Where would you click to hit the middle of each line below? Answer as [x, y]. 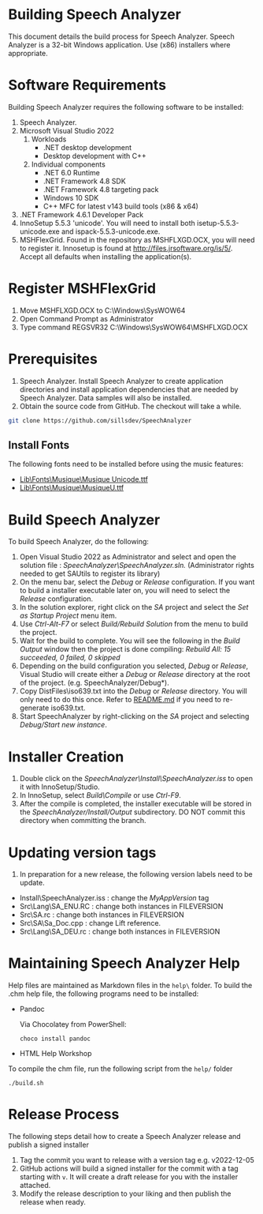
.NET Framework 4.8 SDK [84, 181]
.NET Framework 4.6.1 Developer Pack [81, 214]
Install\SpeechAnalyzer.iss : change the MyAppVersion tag [114, 898]
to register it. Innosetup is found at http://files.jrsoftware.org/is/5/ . [126, 248]
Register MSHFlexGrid [82, 289]
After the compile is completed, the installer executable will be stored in [135, 804]
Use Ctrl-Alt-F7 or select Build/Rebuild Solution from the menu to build [134, 624]
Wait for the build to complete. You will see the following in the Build [130, 641]
